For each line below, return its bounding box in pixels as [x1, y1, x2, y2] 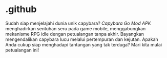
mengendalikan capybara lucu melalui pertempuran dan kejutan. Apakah [5, 36, 159, 42]
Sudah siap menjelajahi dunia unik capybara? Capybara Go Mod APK [5, 20, 151, 26]
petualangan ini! [5, 47, 39, 53]
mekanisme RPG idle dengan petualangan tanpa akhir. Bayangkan [5, 31, 144, 37]
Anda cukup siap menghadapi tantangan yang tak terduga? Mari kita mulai [5, 41, 162, 47]
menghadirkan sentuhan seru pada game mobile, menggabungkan [5, 25, 146, 31]
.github [5, 4, 37, 15]
